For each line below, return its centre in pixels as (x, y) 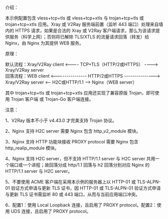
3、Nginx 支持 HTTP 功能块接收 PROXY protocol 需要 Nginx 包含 (72, 142)
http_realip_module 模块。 (32, 148)
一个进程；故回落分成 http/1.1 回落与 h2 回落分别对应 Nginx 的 (86, 165)
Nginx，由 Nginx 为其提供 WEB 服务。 (44, 43)
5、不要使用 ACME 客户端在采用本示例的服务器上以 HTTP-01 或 (71, 182)
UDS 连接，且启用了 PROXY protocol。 (51, 211)
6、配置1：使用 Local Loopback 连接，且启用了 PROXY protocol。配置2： (81, 205)
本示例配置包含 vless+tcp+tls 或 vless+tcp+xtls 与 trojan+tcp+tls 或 (74, 18)
